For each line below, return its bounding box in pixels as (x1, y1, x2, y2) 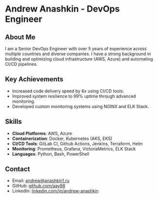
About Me (5, 33, 35, 41)
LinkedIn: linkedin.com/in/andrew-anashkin (12, 188, 99, 194)
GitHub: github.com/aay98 (12, 183, 66, 189)
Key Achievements (5, 75, 64, 83)
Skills (5, 118, 22, 126)
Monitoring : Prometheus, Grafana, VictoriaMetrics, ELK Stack (12, 146, 136, 152)
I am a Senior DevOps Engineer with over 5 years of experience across (5, 46, 147, 51)
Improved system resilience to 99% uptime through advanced (12, 93, 136, 99)
